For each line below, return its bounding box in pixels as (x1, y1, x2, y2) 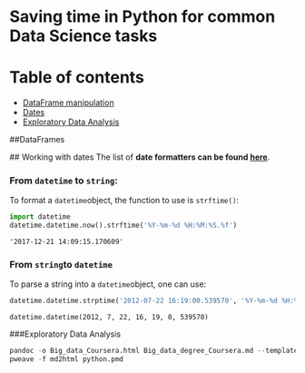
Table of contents (9, 67, 145, 88)
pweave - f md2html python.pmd (9, 355, 124, 364)
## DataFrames (9, 134, 65, 145)
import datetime (9, 212, 71, 221)
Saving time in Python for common (9, 6, 276, 27)
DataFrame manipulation (22, 97, 115, 108)
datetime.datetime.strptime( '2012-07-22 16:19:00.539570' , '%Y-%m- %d (9, 297, 279, 306)
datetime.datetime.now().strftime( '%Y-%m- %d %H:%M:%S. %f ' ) (9, 221, 238, 231)
